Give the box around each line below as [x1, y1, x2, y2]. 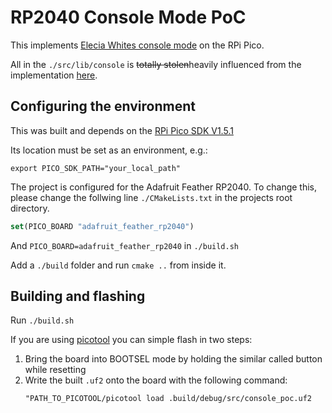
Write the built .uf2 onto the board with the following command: [24, 374, 288, 386]
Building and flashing [10, 288, 146, 305]
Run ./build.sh [10, 314, 75, 326]
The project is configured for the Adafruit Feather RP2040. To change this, [10, 181, 318, 193]
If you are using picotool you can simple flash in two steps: [10, 334, 253, 346]
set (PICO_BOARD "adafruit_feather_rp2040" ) [10, 221, 195, 231]
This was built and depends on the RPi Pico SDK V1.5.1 [10, 124, 234, 136]
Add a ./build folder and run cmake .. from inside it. [10, 259, 227, 271]
